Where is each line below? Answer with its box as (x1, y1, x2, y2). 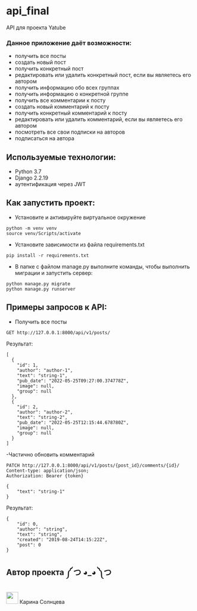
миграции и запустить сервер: (14, 269, 93, 276)
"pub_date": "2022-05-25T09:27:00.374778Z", (17, 378, 129, 384)
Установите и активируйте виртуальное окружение (14, 214, 146, 221)
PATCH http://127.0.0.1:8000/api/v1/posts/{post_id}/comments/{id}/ (6, 462, 180, 468)
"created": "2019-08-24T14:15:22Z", (17, 536, 108, 542)
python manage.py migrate (6, 280, 70, 287)
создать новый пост (14, 58, 67, 66)
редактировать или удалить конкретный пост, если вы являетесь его (14, 72, 192, 79)
